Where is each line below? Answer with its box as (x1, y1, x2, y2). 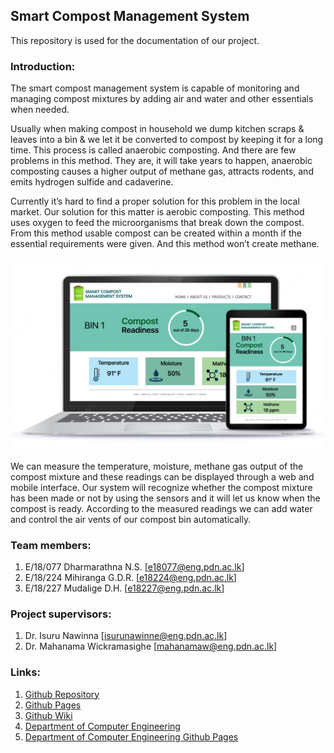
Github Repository (24, 688, 100, 700)
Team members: (10, 538, 92, 552)
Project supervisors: (10, 607, 112, 621)
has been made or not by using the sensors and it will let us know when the (10, 492, 321, 504)
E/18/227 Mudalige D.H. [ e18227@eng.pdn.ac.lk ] (24, 582, 225, 594)
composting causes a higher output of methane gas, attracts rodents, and (10, 165, 314, 178)
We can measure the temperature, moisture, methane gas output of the (10, 460, 304, 472)
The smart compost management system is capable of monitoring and (10, 82, 300, 94)
